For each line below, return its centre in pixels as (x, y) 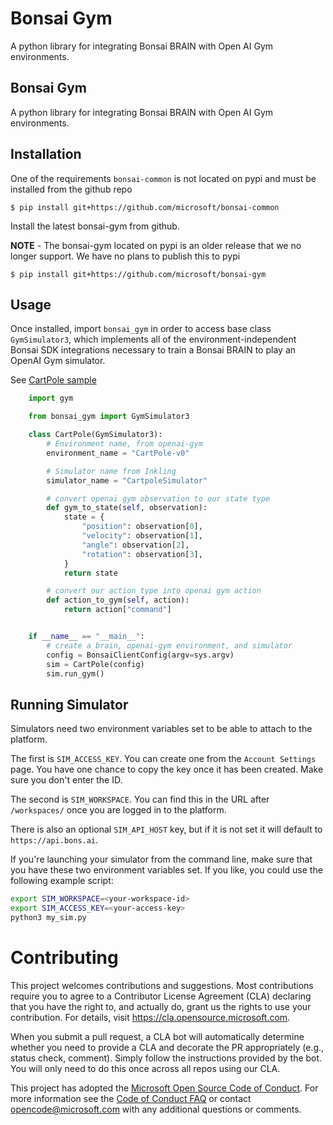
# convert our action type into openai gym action (154, 591)
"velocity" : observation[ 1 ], (142, 536)
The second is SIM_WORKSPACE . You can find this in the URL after (140, 799)
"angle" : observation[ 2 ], (135, 545)
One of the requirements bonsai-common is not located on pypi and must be (163, 178)
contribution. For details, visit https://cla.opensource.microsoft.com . (150, 1017)
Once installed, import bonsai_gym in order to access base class (141, 329)
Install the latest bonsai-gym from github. (95, 226)
